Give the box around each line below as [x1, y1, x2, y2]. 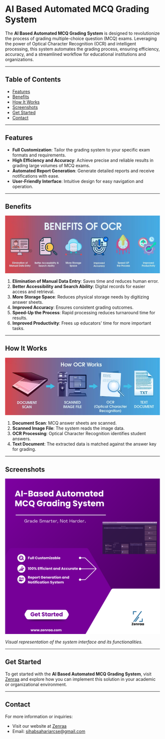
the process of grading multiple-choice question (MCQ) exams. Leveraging [5, 36, 157, 41]
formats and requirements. [12, 152, 66, 158]
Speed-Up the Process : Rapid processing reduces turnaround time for [12, 309, 156, 315]
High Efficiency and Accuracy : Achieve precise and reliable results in [12, 157, 154, 163]
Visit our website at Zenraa [12, 723, 67, 729]
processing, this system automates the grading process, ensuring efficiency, [5, 46, 160, 52]
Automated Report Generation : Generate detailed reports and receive [12, 168, 155, 174]
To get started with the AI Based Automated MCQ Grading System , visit [5, 671, 152, 677]
